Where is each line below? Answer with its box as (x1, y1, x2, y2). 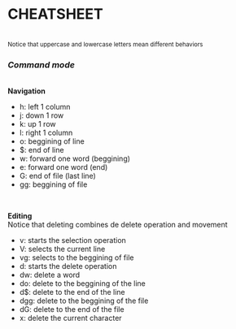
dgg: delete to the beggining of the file (19, 296, 149, 305)
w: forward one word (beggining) (19, 154, 131, 163)
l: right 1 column (19, 128, 73, 138)
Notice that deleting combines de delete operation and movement (7, 220, 229, 230)
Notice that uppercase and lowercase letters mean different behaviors (7, 40, 203, 49)
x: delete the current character (19, 314, 123, 323)
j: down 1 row (19, 110, 64, 120)
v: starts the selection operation (19, 236, 127, 245)
